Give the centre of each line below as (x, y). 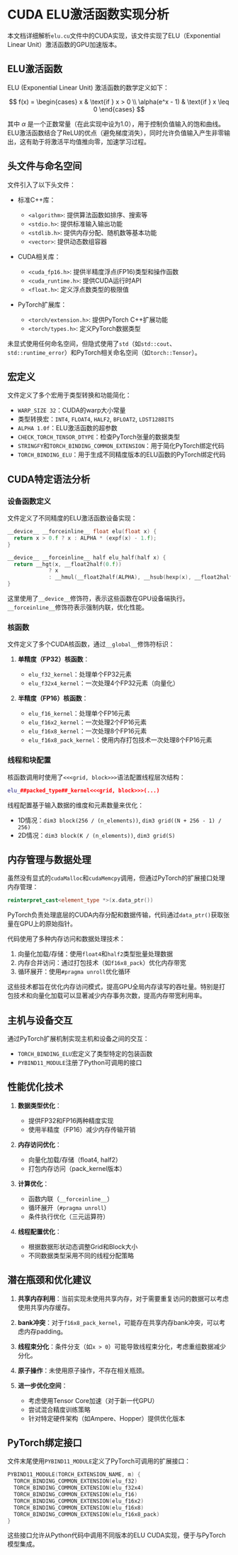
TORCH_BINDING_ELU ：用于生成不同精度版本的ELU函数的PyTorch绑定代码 (121, 454)
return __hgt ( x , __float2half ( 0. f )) (68, 564)
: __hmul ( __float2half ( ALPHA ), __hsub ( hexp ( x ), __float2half (141, 577)
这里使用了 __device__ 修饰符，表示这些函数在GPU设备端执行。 (98, 599)
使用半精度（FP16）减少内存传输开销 (82, 1129)
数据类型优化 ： (39, 1106)
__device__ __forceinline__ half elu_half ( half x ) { (87, 557)
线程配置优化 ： (39, 1231)
